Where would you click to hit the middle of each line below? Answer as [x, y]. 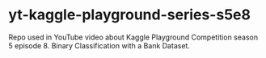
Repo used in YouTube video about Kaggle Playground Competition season [133, 37]
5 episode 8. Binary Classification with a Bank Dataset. [99, 45]
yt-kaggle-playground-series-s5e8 [129, 15]
